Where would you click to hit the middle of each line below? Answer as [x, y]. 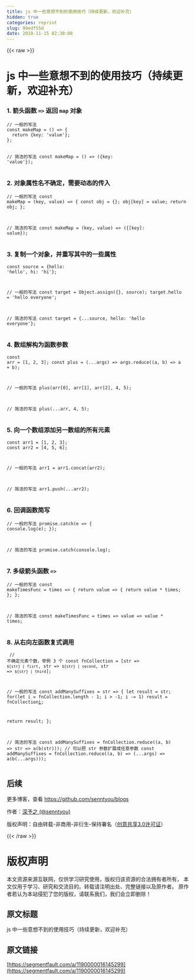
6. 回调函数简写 [29, 510]
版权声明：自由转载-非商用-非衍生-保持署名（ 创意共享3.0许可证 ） [87, 824]
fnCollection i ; [25, 702]
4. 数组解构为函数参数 [37, 344]
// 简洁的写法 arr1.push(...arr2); [48, 489]
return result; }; [29, 721]
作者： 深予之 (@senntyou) [39, 811]
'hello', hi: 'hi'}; [32, 272]
